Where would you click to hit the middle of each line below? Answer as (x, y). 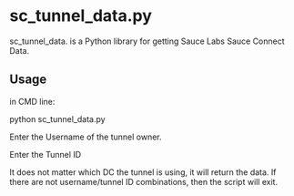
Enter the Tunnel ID (46, 154)
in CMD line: (32, 101)
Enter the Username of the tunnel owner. (86, 137)
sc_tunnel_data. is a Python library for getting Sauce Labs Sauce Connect (147, 41)
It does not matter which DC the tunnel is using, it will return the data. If (143, 172)
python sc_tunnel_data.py (58, 119)
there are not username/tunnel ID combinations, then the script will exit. (144, 181)
